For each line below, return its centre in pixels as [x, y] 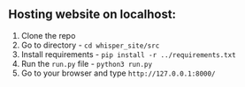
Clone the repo [48, 35]
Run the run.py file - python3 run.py [86, 63]
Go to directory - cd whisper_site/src [90, 45]
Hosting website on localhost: [92, 14]
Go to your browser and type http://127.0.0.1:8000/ [118, 73]
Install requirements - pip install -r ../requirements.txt [128, 54]
